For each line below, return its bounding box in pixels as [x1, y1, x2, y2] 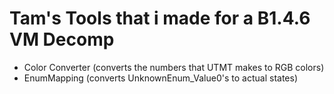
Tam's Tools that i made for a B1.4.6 [9, 7, 311, 30]
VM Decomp [9, 28, 115, 51]
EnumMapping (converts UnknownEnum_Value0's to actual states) [23, 72, 298, 84]
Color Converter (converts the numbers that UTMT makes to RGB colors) [23, 61, 325, 73]
